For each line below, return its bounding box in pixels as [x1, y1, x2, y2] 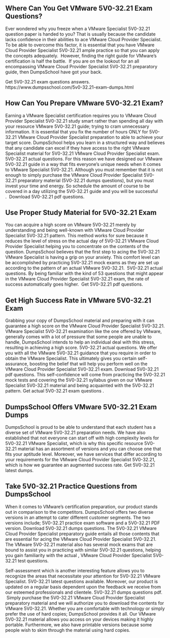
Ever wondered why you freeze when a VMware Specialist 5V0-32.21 [5, 25, 150, 32]
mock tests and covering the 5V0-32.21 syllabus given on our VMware [5, 377, 152, 383]
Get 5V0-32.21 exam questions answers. [5, 78, 90, 85]
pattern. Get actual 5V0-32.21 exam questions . [5, 388, 104, 394]
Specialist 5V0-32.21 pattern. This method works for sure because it [5, 233, 148, 239]
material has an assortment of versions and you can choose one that [17, 446, 161, 452]
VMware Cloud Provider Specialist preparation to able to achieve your [17, 134, 164, 140]
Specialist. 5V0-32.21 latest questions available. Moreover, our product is [5, 578, 158, 585]
